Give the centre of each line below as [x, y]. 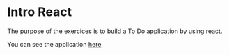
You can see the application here [54, 44]
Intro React [40, 12]
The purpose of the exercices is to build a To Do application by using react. [115, 31]
